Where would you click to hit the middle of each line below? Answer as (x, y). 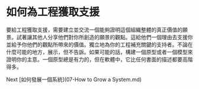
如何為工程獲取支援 (53, 12)
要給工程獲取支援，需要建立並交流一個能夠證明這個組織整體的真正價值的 (94, 30)
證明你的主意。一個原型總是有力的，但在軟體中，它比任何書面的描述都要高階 (99, 59)
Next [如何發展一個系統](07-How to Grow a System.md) (74, 79)
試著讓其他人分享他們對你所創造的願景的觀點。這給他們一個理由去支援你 (105, 37)
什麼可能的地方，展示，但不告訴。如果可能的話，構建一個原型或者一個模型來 (99, 52)
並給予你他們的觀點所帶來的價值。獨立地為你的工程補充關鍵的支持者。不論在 (99, 44)
